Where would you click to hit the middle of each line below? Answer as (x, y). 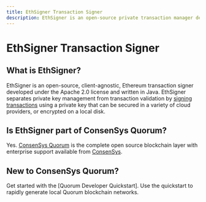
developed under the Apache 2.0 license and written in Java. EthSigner (96, 92)
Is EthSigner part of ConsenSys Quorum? (87, 130)
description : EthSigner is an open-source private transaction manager (100, 18)
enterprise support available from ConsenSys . (64, 152)
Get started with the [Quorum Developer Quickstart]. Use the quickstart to (100, 186)
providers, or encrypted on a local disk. (56, 111)
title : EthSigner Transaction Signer (55, 12)
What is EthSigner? (44, 71)
